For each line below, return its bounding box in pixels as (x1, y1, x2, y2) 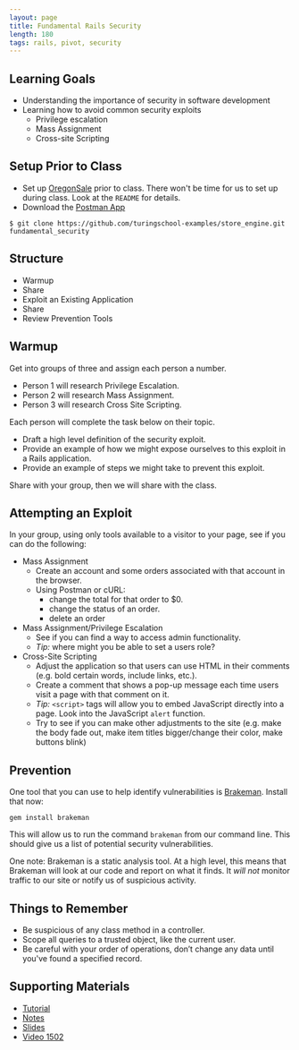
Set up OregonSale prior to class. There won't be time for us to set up (21, 183, 278, 193)
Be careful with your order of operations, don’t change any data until (21, 943, 275, 954)
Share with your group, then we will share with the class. (9, 480, 217, 491)
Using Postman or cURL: (35, 585, 127, 595)
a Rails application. (21, 453, 92, 464)
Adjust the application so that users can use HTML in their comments (35, 661, 290, 671)
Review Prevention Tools (21, 312, 113, 323)
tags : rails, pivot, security (9, 38, 122, 47)
